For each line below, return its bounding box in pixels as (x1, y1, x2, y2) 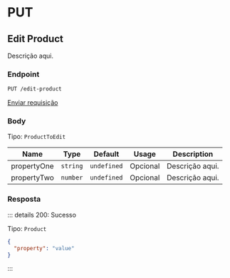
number (61, 174, 83, 182)
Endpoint (7, 69, 40, 79)
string (61, 162, 83, 170)
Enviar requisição (7, 98, 58, 107)
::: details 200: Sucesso (7, 210, 77, 219)
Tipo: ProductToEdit (7, 133, 66, 141)
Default (93, 149, 120, 159)
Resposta (7, 194, 41, 204)
